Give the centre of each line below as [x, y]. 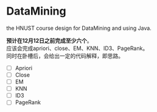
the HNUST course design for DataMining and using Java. [79, 28]
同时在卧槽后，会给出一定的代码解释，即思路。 [65, 55]
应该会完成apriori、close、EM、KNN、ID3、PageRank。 [77, 48]
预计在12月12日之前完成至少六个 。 [49, 40]
